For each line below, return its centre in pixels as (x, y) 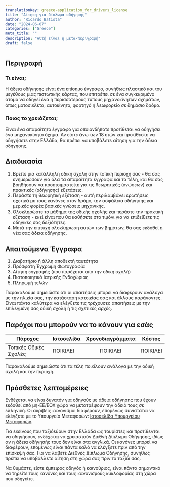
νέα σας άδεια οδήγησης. (40, 233)
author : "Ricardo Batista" (34, 19)
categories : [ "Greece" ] (30, 29)
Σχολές (17, 354)
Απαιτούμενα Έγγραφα (44, 249)
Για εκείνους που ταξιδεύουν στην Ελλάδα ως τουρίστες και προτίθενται (82, 431)
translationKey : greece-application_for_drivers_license (67, 10)
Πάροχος (28, 339)
